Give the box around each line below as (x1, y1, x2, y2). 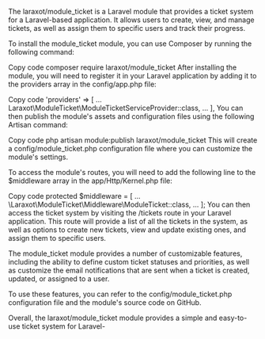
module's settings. (8, 152, 69, 162)
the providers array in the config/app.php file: (8, 79, 157, 89)
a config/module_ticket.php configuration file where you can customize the (8, 144, 253, 153)
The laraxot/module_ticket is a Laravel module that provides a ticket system (8, 7, 254, 16)
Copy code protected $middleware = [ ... (8, 192, 141, 200)
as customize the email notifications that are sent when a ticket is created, (8, 265, 250, 275)
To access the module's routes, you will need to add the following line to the (8, 168, 256, 177)
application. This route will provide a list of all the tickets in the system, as (8, 217, 248, 226)
